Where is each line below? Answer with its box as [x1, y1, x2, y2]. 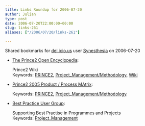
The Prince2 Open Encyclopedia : [12, 57, 79, 63]
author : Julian [5, 12, 36, 17]
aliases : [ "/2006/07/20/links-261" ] [5, 30, 80, 35]
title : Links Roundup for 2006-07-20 [5, 7, 82, 12]
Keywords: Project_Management [12, 115, 78, 121]
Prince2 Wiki [12, 67, 38, 73]
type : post [5, 16, 27, 21]
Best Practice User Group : [12, 101, 65, 106]
